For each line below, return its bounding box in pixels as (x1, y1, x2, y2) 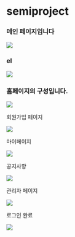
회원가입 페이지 (6, 114, 43, 121)
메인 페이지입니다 (6, 28, 55, 36)
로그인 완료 (6, 212, 33, 219)
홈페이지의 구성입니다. (6, 87, 68, 95)
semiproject (6, 4, 69, 18)
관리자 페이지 (6, 187, 38, 195)
